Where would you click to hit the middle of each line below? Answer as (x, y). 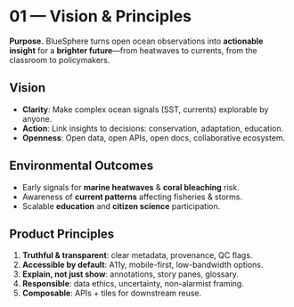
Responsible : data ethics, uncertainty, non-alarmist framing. (133, 284)
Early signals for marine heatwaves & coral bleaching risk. (131, 187)
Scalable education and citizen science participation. (121, 206)
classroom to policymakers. (60, 60)
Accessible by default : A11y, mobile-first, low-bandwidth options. (143, 265)
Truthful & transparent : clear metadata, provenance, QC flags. (137, 255)
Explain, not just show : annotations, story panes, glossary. (130, 274)
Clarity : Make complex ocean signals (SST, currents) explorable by (145, 109)
